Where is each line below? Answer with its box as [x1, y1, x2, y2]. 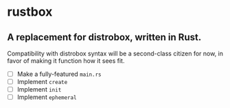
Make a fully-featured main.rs [16, 70, 102, 78]
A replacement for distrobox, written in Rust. [7, 31, 202, 43]
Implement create [16, 78, 68, 86]
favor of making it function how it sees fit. [7, 57, 125, 65]
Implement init [16, 85, 62, 94]
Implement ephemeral [16, 93, 77, 101]
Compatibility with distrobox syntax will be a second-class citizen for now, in [7, 49, 224, 57]
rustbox [7, 4, 53, 20]
